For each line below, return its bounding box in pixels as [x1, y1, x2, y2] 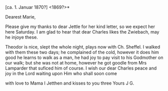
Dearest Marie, [5, 14, 36, 19]
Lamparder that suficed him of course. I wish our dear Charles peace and [5, 65, 157, 71]
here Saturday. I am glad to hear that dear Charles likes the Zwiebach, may [5, 29, 159, 34]
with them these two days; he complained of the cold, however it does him [5, 49, 159, 55]
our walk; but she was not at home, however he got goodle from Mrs [5, 60, 147, 65]
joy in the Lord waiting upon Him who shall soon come [5, 70, 117, 76]
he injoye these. [5, 34, 38, 40]
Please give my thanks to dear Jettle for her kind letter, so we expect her [5, 23, 155, 29]
